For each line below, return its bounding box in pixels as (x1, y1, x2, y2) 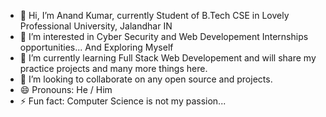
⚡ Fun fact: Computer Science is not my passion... (19, 95, 227, 107)
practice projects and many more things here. (19, 63, 208, 74)
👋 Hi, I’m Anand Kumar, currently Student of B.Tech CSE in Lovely (19, 10, 290, 21)
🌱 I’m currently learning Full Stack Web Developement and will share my (19, 52, 317, 64)
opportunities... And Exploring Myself (19, 41, 174, 53)
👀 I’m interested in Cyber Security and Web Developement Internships (19, 31, 309, 42)
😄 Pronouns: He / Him (19, 84, 113, 95)
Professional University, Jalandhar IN (19, 20, 173, 32)
